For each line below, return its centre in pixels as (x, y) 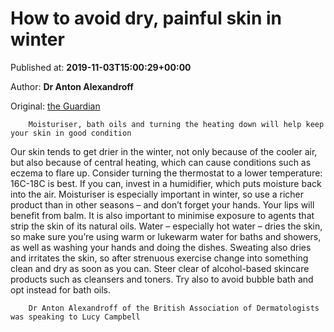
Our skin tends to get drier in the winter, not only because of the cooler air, (164, 151)
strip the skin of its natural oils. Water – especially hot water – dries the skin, (166, 226)
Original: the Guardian (55, 106)
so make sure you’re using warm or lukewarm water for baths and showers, (166, 236)
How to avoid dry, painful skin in (146, 18)
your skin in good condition (71, 133)
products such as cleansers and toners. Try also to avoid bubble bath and (162, 279)
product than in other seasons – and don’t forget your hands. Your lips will (162, 204)
